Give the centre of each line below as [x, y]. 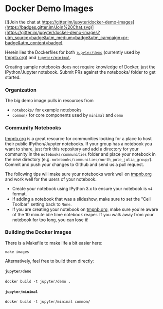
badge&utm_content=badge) [34, 42]
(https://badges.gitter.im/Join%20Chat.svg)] [49, 27]
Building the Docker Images [38, 232]
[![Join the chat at [23, 22]
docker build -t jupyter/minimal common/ [48, 302]
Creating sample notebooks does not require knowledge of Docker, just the [80, 67]
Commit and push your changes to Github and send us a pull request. [75, 165]
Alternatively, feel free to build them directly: [50, 261]
